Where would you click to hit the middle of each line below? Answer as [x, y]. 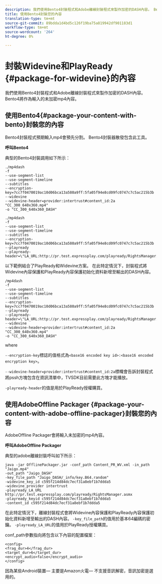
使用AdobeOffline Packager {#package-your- [75, 404]
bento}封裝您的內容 [34, 125]
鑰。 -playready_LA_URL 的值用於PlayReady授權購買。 [58, 525]
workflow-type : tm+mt [27, 28]
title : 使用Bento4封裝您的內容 [34, 14]
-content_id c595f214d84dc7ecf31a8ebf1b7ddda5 [53, 503]
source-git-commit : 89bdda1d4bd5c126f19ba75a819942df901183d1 [69, 23]
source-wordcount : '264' [30, 32]
